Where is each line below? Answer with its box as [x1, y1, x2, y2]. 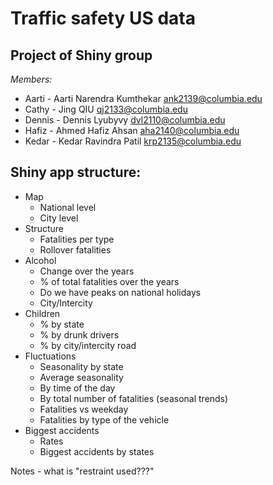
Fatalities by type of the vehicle [39, 413, 170, 426]
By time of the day [39, 382, 116, 394]
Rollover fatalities [39, 243, 112, 256]
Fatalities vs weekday [39, 403, 129, 415]
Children [24, 307, 61, 319]
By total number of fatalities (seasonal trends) [39, 392, 229, 404]
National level [39, 201, 97, 213]
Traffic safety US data [10, 7, 196, 30]
